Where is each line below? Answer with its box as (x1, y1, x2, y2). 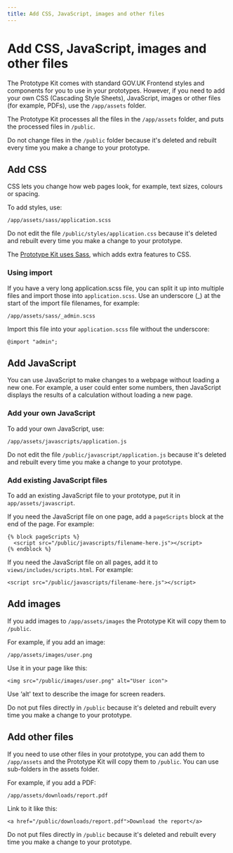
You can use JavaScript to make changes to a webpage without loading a (7, 376, 220, 384)
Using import (7, 268, 53, 278)
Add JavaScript (7, 358, 76, 370)
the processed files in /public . (7, 122, 95, 131)
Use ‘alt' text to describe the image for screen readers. (7, 689, 166, 698)
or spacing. (7, 190, 40, 198)
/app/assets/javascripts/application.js (7, 438, 128, 445)
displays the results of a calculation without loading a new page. (7, 391, 193, 399)
